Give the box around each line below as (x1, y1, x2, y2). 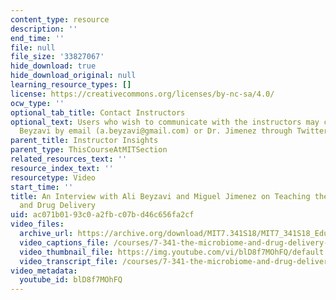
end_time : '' (10, 33, 65, 43)
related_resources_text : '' (10, 154, 128, 164)
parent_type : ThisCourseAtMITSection (10, 145, 168, 155)
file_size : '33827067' (10, 52, 105, 62)
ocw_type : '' (10, 98, 65, 108)
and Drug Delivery (19, 201, 97, 211)
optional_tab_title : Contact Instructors (10, 107, 186, 118)
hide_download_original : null (10, 71, 137, 81)
